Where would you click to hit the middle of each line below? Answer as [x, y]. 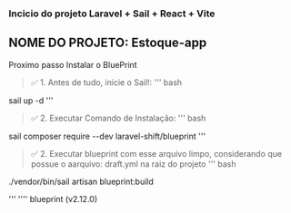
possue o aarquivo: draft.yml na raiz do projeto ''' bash [133, 164]
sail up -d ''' [31, 100]
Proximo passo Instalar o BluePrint [73, 64]
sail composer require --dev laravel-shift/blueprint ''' [107, 136]
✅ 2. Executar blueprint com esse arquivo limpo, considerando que [156, 153]
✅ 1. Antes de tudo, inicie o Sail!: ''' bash [106, 82]
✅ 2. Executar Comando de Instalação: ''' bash [118, 118]
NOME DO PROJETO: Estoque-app [108, 43]
